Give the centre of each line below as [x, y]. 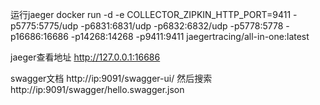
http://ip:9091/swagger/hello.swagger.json [97, 89]
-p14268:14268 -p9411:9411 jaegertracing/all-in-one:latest [190, 36]
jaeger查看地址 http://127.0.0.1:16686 [85, 57]
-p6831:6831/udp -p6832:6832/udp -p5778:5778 [182, 26]
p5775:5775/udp [44, 26]
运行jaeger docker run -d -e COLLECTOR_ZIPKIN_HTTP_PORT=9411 [151, 14]
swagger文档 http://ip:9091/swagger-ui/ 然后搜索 [111, 78]
